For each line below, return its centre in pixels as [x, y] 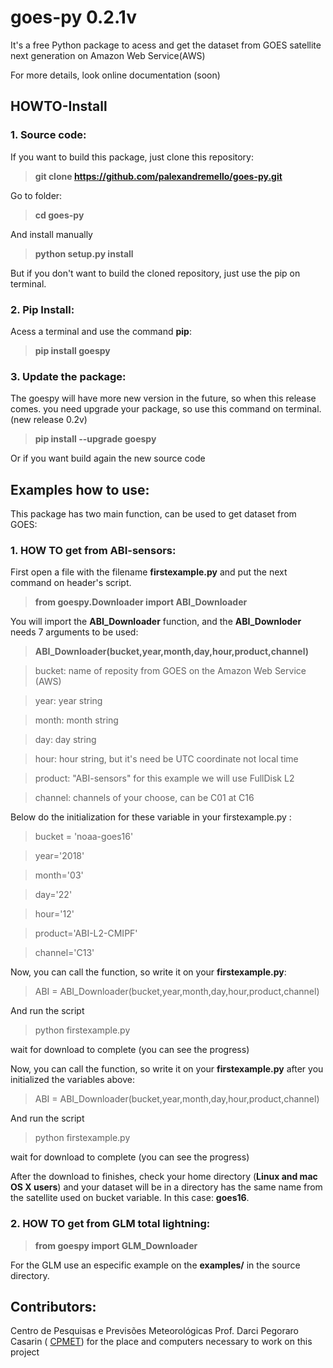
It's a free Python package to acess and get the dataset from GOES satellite [166, 45]
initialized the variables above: [72, 1080]
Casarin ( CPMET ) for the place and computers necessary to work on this [161, 1342]
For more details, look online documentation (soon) [115, 75]
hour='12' [54, 914]
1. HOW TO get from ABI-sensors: [93, 550]
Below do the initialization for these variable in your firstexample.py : [151, 817]
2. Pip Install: [42, 309]
